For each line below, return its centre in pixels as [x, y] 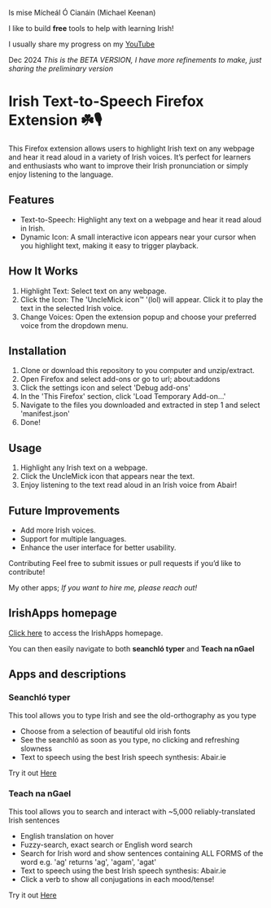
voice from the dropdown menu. [74, 325]
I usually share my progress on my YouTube [82, 44]
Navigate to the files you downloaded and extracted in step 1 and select [140, 405]
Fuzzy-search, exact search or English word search [106, 844]
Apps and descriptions [67, 675]
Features [31, 200]
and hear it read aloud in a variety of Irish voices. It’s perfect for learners [130, 157]
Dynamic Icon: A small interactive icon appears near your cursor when [138, 237]
